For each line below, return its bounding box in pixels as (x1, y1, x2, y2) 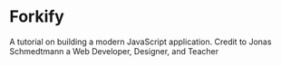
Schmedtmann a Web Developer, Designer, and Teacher (9, 45, 219, 56)
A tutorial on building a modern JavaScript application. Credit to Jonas (9, 36, 272, 47)
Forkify (9, 6, 65, 27)
